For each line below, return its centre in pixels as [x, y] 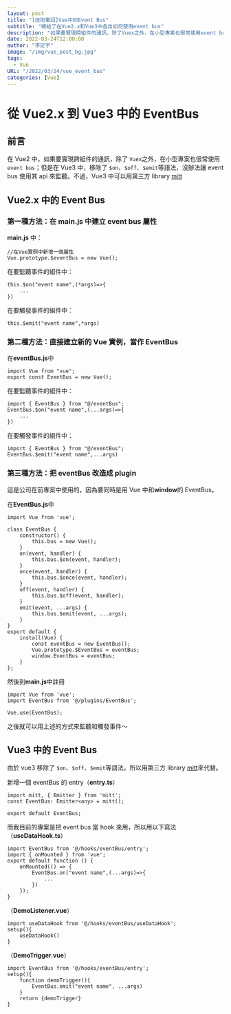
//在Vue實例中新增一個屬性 [41, 252]
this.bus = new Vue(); [64, 541]
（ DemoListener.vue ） [40, 911]
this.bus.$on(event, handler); [77, 559]
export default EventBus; [44, 814]
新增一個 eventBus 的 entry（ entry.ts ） [63, 783]
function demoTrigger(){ [55, 981]
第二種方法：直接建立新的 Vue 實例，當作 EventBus [93, 341]
